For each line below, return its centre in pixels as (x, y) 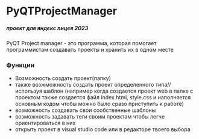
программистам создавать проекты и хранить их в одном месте (90, 50)
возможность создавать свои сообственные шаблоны (85, 110)
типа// (163, 85)
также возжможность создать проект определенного (84, 85)
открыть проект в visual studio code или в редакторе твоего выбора (103, 129)
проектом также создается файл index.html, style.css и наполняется (103, 97)
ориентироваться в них (45, 123)
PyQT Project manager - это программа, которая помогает (81, 43)
